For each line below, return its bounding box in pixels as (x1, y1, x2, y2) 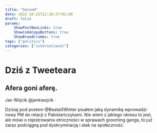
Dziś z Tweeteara (5, 65, 77, 76)
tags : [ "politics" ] (5, 39, 45, 44)
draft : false (5, 16, 32, 21)
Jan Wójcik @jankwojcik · (5, 97, 56, 103)
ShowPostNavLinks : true (14, 25, 62, 30)
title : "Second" (5, 7, 38, 12)
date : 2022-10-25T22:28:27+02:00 (5, 12, 73, 17)
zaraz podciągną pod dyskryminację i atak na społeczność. (5, 122, 124, 128)
